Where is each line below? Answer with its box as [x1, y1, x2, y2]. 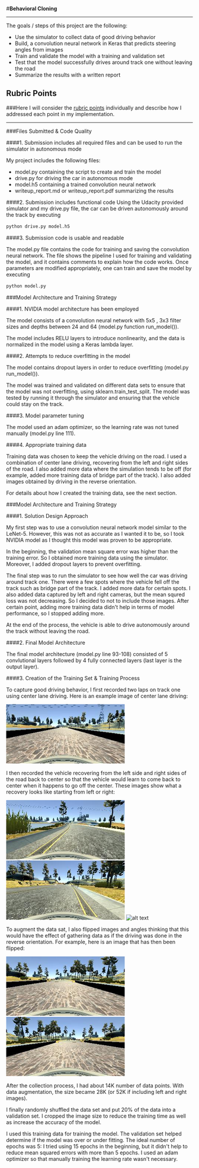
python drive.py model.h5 [6, 223, 70, 229]
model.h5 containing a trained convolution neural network [14, 181, 156, 188]
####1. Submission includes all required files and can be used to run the [6, 139, 182, 146]
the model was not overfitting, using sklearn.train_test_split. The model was [6, 388, 190, 395]
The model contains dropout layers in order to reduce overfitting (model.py [6, 364, 189, 371]
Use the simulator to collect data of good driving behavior [14, 34, 156, 40]
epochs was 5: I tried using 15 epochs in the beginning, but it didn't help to [6, 1143, 188, 1150]
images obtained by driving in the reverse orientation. [6, 478, 137, 485]
